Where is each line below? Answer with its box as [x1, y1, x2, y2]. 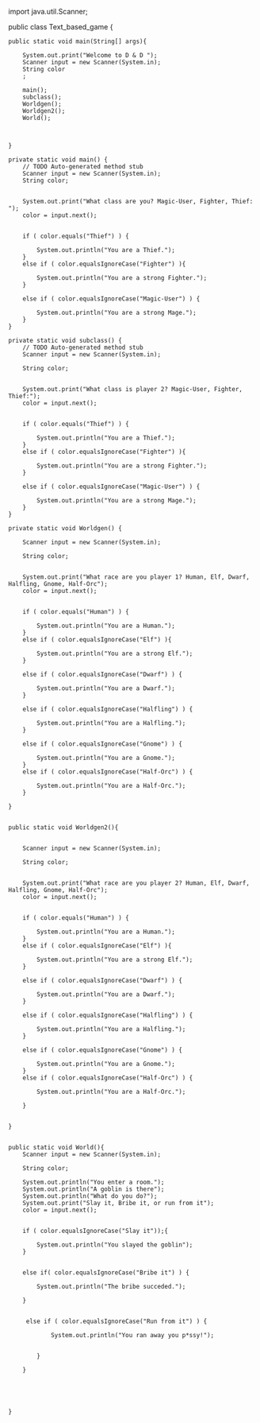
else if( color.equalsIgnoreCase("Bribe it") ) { [22, 1269, 190, 1277]
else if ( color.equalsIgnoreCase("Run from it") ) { [25, 1317, 208, 1325]
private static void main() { [8, 156, 109, 164]
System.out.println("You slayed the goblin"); [36, 1241, 193, 1249]
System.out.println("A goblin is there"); [22, 1185, 165, 1193]
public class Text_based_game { [8, 22, 113, 31]
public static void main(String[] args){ [8, 37, 147, 45]
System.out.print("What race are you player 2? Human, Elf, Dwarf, [22, 879, 250, 887]
